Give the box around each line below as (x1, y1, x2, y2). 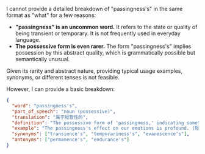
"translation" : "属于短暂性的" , (12, 114, 88, 120)
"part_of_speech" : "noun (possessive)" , (12, 109, 116, 115)
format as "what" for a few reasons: (6, 12, 96, 19)
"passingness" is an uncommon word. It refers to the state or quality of (15, 24, 198, 30)
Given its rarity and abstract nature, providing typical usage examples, (6, 67, 183, 75)
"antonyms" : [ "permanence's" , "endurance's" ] (12, 136, 130, 143)
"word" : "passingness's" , (12, 102, 78, 109)
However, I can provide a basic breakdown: (6, 85, 115, 93)
